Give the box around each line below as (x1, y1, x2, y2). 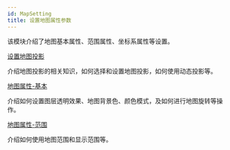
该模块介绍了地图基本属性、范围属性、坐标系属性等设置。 (7, 36, 174, 46)
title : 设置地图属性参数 (7, 17, 72, 24)
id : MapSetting (7, 10, 52, 18)
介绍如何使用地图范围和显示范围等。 (7, 135, 113, 144)
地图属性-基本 (7, 81, 48, 90)
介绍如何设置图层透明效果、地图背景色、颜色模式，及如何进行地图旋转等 (7, 96, 217, 105)
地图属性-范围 (7, 120, 48, 128)
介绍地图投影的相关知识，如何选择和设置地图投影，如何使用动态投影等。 (7, 67, 217, 75)
